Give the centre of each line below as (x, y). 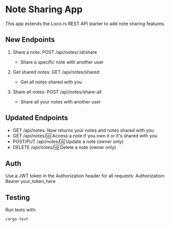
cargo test (17, 219)
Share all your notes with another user (61, 101)
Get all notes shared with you (51, 82)
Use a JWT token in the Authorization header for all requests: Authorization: (85, 176)
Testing (18, 198)
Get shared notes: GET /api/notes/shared (56, 72)
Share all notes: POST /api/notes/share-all (57, 92)
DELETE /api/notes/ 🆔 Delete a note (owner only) (64, 147)
